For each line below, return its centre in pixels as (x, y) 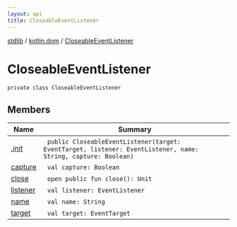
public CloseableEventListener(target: (114, 142)
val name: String (76, 202)
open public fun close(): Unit (99, 179)
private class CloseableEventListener (64, 88)
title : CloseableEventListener (53, 21)
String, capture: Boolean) (89, 157)
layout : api (25, 14)
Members (29, 109)
